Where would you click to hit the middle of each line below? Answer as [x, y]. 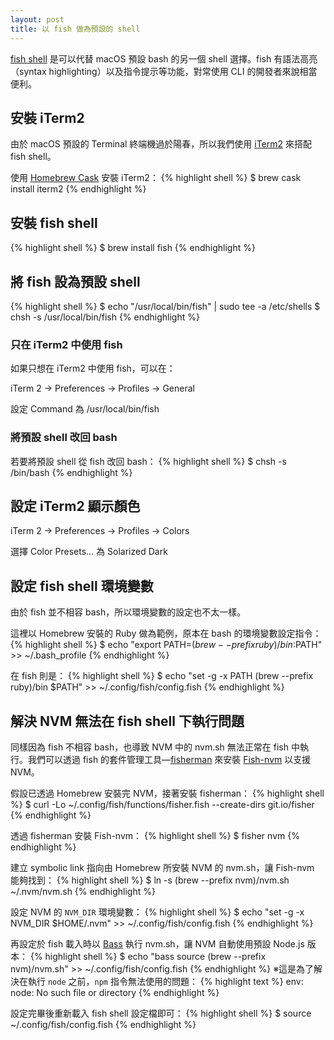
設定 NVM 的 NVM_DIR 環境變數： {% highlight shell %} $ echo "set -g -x [157, 912]
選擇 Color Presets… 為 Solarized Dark [89, 552]
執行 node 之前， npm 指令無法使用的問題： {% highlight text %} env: [165, 981]
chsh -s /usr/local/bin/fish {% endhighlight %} [105, 317]
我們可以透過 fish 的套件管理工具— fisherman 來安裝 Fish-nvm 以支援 [169, 759]
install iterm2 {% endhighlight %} [78, 189]
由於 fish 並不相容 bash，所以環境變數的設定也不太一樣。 [128, 612]
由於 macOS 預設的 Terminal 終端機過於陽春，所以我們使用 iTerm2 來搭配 [161, 144]
